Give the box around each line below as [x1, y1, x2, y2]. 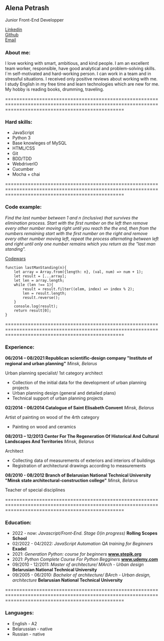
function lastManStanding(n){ [5, 265, 67, 270]
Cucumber [12, 166, 34, 172]
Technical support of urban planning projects [12, 395, 104, 401]
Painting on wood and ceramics [12, 424, 76, 429]
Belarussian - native [12, 626, 53, 632]
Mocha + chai [12, 171, 40, 177]
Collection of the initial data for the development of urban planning [12, 380, 147, 385]
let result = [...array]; [14, 273, 67, 279]
